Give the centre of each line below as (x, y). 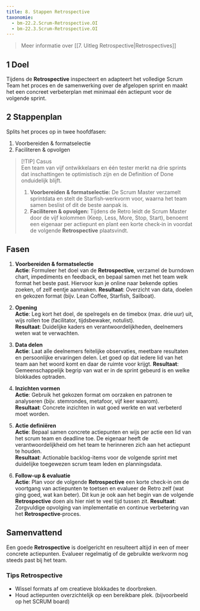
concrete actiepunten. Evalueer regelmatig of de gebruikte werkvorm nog (97, 553)
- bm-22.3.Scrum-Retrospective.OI (55, 29)
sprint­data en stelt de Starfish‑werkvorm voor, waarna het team (108, 198)
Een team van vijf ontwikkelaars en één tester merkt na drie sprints (104, 167)
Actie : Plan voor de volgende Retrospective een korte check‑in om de (102, 482)
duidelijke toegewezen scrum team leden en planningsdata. (88, 464)
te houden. (28, 451)
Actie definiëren (35, 425)
